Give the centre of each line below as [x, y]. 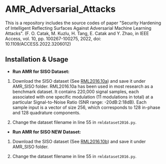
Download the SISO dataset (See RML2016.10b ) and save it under [79, 141]
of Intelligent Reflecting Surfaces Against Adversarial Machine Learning [78, 28]
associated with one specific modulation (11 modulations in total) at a [83, 97]
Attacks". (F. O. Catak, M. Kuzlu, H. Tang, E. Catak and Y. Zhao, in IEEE [77, 33]
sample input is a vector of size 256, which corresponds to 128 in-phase [86, 107]
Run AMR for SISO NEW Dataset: [46, 132]
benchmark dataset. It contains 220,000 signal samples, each [76, 91]
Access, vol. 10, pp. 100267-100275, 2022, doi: [53, 39]
